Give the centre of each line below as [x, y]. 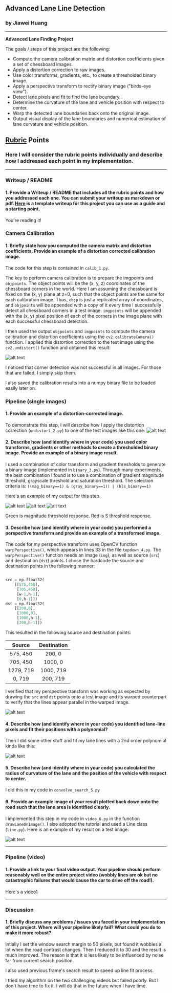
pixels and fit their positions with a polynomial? [57, 729]
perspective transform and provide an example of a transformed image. [83, 533]
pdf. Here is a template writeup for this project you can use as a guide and [85, 203]
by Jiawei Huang [26, 23]
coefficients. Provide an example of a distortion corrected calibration [80, 251]
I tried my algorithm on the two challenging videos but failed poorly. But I [82, 980]
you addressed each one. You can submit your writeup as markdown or [83, 198]
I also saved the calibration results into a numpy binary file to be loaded [81, 383]
